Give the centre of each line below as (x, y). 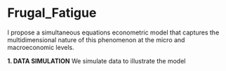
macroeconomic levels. (41, 47)
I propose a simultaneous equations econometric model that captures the (113, 32)
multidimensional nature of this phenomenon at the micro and (96, 39)
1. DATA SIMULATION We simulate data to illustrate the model (97, 60)
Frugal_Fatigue (52, 13)
